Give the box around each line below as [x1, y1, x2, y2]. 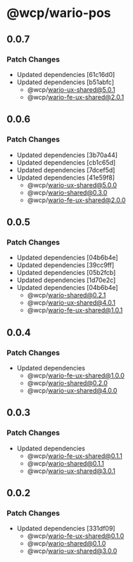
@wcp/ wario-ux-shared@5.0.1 [27, 85, 115, 93]
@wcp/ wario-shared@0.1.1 [27, 459, 105, 467]
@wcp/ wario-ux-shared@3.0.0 [27, 546, 118, 556]
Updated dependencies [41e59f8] [16, 173, 115, 182]
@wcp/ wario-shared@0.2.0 [27, 378, 108, 387]
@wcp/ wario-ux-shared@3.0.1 [27, 467, 115, 475]
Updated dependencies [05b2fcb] [16, 269, 116, 277]
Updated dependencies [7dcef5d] [16, 165, 115, 174]
